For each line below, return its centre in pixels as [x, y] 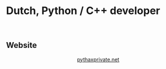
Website [21, 45]
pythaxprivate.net [98, 59]
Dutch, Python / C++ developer [83, 11]
